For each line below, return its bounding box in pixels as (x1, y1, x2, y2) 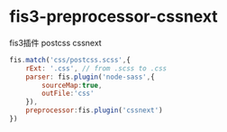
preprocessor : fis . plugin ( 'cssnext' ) (25, 106, 164, 115)
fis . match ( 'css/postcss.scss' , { (9, 55, 131, 64)
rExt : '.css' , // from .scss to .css (25, 63, 168, 73)
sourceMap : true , (41, 80, 103, 90)
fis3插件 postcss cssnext (9, 37, 102, 48)
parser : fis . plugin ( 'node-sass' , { (25, 72, 155, 81)
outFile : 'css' (41, 89, 95, 99)
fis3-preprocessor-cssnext (9, 6, 218, 27)
